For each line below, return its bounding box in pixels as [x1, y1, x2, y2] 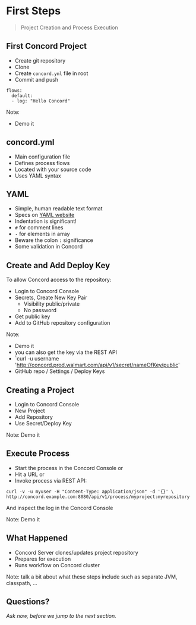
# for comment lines [14, 224, 64, 231]
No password [23, 307, 57, 314]
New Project [14, 407, 46, 414]
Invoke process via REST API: [14, 477, 87, 484]
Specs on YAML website [14, 212, 75, 219]
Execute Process [6, 449, 70, 459]
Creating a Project [6, 385, 75, 395]
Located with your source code [14, 166, 91, 173]
